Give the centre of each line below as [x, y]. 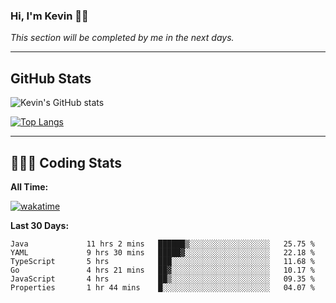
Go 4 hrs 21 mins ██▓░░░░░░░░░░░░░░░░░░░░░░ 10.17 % [162, 270]
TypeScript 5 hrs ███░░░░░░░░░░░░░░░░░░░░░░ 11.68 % [162, 261]
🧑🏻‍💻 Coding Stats [66, 162]
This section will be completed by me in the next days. [122, 38]
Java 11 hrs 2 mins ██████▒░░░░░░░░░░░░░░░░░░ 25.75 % [162, 244]
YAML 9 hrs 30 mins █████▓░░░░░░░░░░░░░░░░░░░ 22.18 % [162, 252]
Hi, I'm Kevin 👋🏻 [49, 16]
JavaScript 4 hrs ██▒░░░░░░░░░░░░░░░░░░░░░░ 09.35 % [162, 279]
